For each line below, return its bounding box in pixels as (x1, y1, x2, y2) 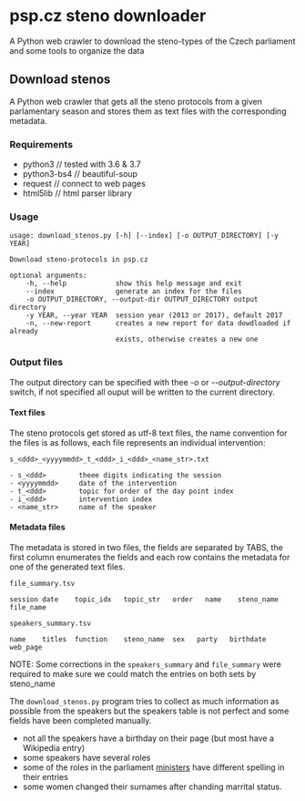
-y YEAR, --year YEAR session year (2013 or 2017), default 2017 (25, 311, 283, 320)
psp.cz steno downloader (9, 5, 207, 26)
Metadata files (9, 521, 66, 533)
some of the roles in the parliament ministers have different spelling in (22, 762, 285, 773)
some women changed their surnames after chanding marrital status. (22, 781, 282, 793)
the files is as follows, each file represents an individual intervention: (9, 436, 266, 447)
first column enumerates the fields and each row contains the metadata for (9, 552, 290, 563)
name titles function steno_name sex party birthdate (9, 635, 267, 644)
